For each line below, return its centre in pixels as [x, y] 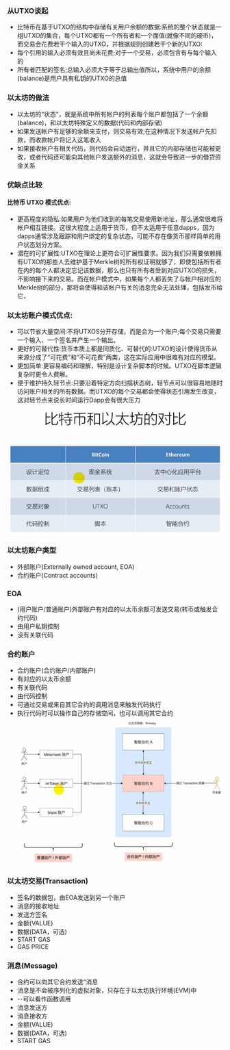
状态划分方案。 [44, 244]
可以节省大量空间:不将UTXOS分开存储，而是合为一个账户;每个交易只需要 [119, 332]
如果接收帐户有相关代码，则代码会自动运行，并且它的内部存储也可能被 [116, 148]
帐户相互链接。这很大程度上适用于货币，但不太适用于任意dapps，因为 [116, 227]
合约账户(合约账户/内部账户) [56, 670]
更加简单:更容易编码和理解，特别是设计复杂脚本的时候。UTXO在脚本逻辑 [119, 366]
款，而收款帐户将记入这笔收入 [59, 140]
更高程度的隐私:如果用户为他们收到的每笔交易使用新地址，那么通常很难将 [120, 219]
